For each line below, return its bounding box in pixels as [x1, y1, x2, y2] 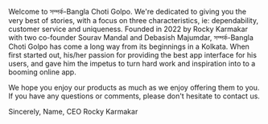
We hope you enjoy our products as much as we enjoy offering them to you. [8, 83, 260, 92]
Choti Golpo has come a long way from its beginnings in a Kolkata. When [8, 42, 249, 51]
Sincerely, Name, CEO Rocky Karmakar [8, 107, 138, 116]
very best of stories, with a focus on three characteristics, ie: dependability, [8, 16, 259, 25]
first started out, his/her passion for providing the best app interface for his [8, 50, 258, 59]
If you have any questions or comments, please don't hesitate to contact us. [8, 91, 260, 101]
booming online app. [8, 67, 76, 77]
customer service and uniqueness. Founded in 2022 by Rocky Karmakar [8, 24, 248, 34]
